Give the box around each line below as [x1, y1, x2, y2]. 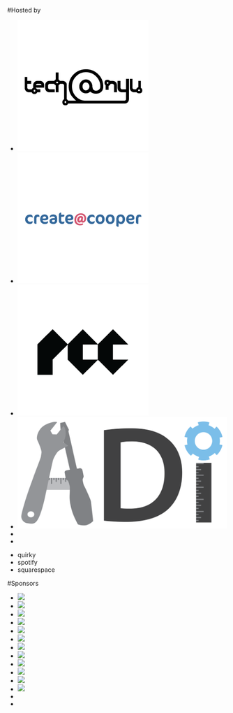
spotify [17, 558, 38, 566]
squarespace [17, 566, 56, 574]
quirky [17, 550, 36, 559]
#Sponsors [7, 579, 39, 587]
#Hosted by [7, 6, 41, 14]
